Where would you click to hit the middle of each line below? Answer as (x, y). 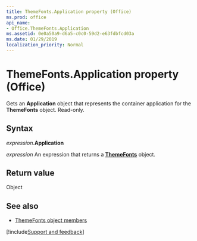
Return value (30, 173)
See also (22, 206)
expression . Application (35, 143)
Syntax (20, 129)
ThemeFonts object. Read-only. (45, 109)
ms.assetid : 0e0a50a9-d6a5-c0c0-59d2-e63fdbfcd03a (70, 34)
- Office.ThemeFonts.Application (48, 28)
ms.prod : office (26, 17)
